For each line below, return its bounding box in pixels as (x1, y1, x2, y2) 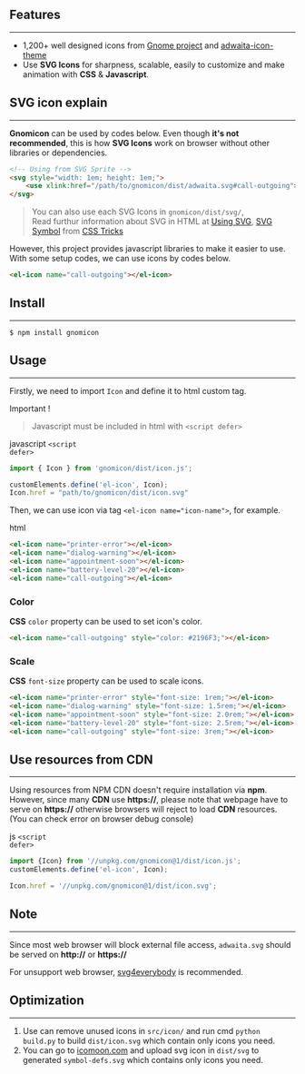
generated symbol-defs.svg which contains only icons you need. (22, 1054, 263, 1065)
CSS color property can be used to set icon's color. (9, 616, 202, 626)
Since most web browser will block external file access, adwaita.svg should (9, 939, 291, 950)
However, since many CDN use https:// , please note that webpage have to (9, 794, 289, 805)
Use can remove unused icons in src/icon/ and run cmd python (22, 1025, 261, 1036)
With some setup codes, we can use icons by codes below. (9, 253, 231, 264)
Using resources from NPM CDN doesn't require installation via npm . (9, 784, 268, 795)
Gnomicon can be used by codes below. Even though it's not (9, 127, 240, 139)
